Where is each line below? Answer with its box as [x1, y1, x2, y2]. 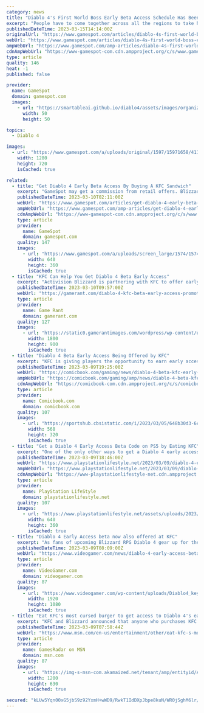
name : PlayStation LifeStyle [22, 488, 97, 495]
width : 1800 [28, 336, 59, 342]
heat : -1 [6, 65, 29, 72]
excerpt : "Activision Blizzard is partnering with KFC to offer [17, 279, 183, 285]
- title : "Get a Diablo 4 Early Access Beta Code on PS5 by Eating [12, 443, 186, 449]
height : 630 [28, 681, 59, 687]
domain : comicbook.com [22, 403, 80, 409]
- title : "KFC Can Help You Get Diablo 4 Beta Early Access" [12, 273, 170, 280]
